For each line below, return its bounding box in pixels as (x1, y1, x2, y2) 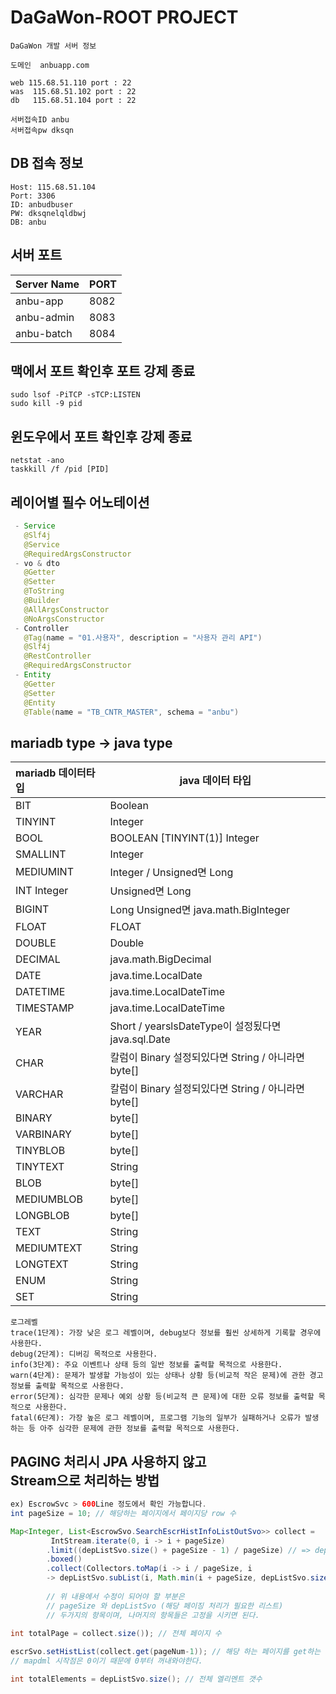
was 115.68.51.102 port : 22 (10, 86, 137, 96)
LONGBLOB (15, 1209, 70, 1223)
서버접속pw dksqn (10, 125, 75, 135)
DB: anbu (10, 217, 47, 227)
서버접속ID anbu (10, 114, 70, 125)
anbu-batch (15, 326, 73, 340)
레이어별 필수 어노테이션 (10, 494, 150, 511)
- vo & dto (14, 558, 60, 568)
